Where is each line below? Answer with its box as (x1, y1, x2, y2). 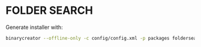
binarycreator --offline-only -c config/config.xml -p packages (5, 35, 170, 41)
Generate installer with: (5, 23, 64, 31)
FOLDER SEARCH (5, 4, 94, 17)
